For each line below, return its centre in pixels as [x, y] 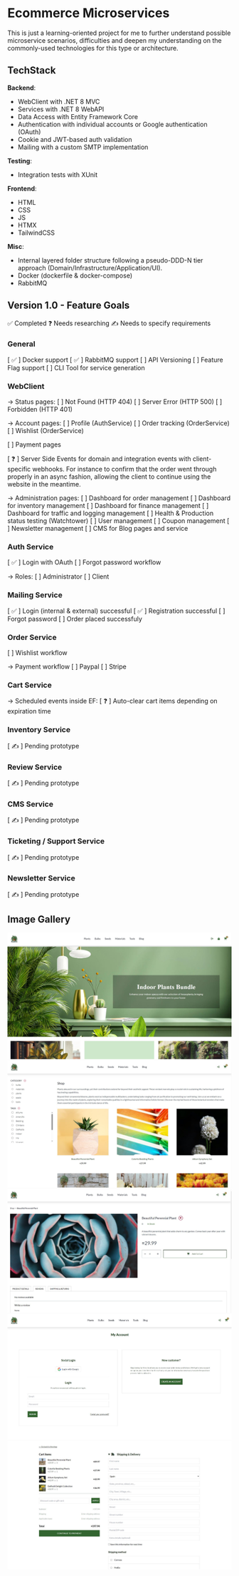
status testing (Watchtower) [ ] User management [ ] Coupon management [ [118, 521]
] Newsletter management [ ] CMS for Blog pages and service [98, 529]
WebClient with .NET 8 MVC [59, 101]
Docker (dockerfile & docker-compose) [75, 275]
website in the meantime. [44, 484]
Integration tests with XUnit [58, 174]
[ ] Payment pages [34, 444]
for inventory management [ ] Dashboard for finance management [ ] [108, 506]
